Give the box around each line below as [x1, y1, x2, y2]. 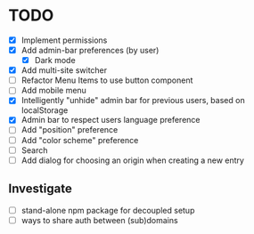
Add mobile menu [20, 85, 86, 96]
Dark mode [34, 55, 77, 66]
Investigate [8, 182, 72, 197]
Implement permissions [20, 35, 108, 45]
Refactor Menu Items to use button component [20, 75, 193, 85]
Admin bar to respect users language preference [20, 115, 201, 125]
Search [20, 144, 48, 156]
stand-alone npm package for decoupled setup [20, 205, 195, 215]
